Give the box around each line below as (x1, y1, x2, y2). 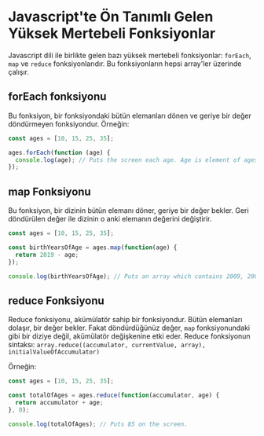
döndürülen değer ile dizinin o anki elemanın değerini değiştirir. (8, 214, 212, 224)
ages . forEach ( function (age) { (8, 148, 111, 156)
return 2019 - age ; (15, 251, 79, 258)
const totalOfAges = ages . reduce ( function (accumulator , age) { (8, 391, 220, 400)
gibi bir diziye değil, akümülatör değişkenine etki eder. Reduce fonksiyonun (8, 332, 251, 341)
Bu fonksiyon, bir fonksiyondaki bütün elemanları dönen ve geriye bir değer (8, 111, 251, 120)
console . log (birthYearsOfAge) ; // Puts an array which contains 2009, (8, 272, 244, 280)
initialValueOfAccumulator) (8, 348, 101, 357)
